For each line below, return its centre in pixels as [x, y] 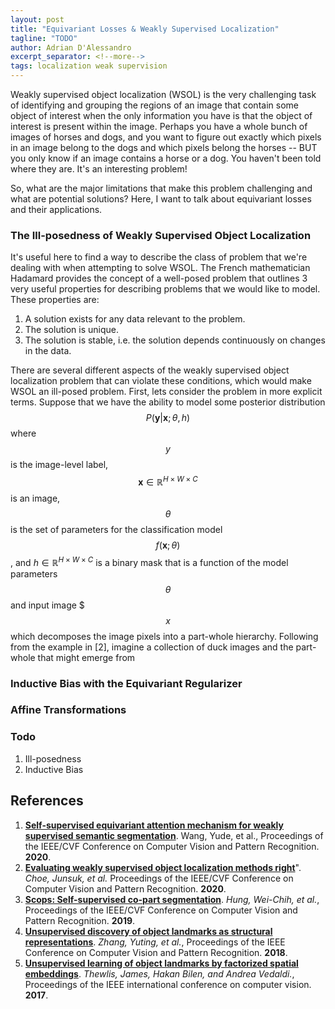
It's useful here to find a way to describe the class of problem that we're [159, 257]
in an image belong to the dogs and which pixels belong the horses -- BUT [164, 147]
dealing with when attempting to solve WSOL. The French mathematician [160, 268]
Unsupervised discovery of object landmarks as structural [148, 931]
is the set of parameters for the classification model [116, 529]
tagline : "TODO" [44, 38]
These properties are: [55, 300]
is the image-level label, [59, 465]
